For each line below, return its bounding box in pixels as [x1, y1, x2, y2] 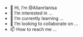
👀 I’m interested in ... [10, 10, 53, 16]
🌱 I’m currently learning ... [10, 15, 64, 21]
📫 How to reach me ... [10, 26, 57, 32]
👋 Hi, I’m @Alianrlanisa [10, 5, 57, 10]
